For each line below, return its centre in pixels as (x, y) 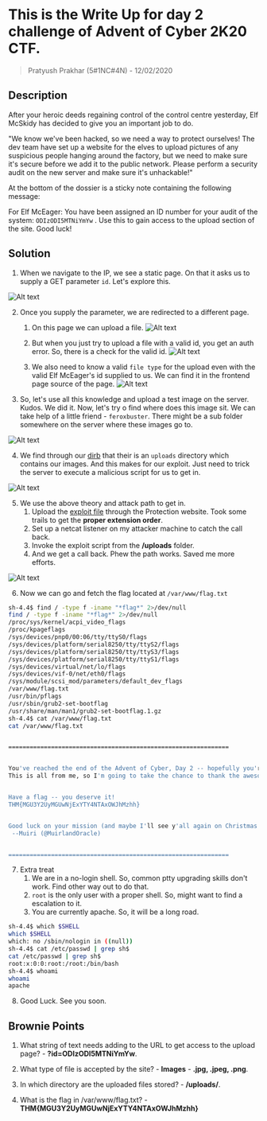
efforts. (43, 562)
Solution (29, 253)
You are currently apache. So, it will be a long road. (115, 912)
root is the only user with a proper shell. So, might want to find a (137, 895)
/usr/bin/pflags (35, 697)
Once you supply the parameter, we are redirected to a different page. (134, 312)
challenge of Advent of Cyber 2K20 (128, 31)
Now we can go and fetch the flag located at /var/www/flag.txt (124, 593)
